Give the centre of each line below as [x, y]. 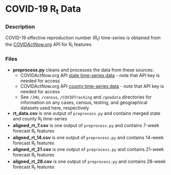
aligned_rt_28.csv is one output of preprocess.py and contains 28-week [89, 162]
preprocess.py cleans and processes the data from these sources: [83, 70]
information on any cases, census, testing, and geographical [84, 102]
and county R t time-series [40, 119]
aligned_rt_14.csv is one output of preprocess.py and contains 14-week [88, 137]
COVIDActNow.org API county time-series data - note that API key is [92, 86]
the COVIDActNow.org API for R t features [48, 45]
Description [20, 27]
